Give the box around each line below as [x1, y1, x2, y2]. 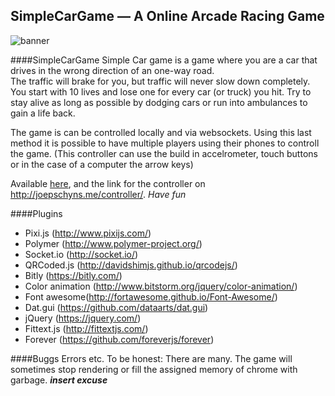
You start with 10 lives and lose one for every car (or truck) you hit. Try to [10, 85, 312, 98]
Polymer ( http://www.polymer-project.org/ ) [24, 237, 203, 249]
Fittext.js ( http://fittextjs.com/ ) [24, 322, 149, 334]
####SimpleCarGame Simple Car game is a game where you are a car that [10, 54, 318, 66]
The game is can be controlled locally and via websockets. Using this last [10, 126, 312, 138]
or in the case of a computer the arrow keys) [10, 158, 194, 170]
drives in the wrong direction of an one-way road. [10, 64, 215, 76]
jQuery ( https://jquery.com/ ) [24, 312, 142, 324]
